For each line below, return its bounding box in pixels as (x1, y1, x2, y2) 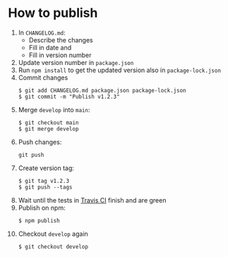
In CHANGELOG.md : (18, 28, 66, 37)
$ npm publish (18, 217, 60, 224)
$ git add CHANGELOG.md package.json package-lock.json (18, 87, 186, 94)
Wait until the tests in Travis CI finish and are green (18, 196, 167, 204)
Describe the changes (28, 35, 94, 44)
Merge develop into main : (18, 105, 90, 114)
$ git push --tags (18, 184, 73, 191)
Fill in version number (28, 51, 92, 59)
